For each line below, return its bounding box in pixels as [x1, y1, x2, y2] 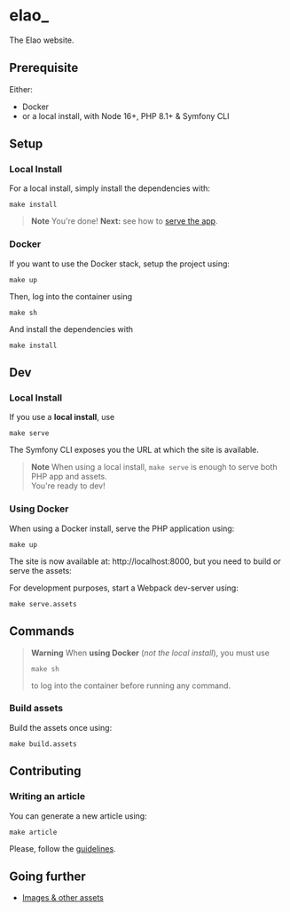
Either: [9, 83, 34, 94]
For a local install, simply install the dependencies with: [9, 183, 211, 194]
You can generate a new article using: [9, 810, 148, 821]
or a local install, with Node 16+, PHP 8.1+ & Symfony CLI [21, 110, 230, 121]
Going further [9, 868, 86, 884]
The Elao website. [9, 35, 74, 45]
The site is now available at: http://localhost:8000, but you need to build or [9, 556, 281, 567]
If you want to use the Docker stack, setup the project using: [9, 258, 231, 269]
